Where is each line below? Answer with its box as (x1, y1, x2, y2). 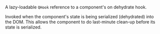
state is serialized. (5, 24, 42, 30)
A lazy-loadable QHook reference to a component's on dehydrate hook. (5, 4, 147, 10)
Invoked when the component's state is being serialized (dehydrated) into (5, 14, 154, 19)
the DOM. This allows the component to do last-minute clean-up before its (5, 19, 156, 25)
